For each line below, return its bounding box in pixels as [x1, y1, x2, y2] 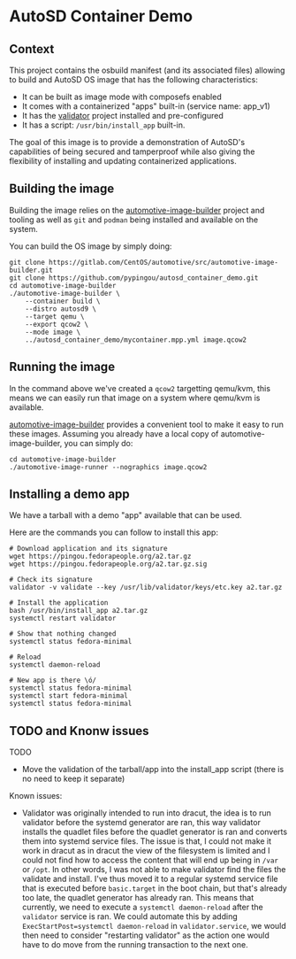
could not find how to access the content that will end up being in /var [21, 855, 278, 865]
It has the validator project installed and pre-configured [21, 111, 224, 120]
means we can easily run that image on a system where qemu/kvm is [9, 392, 261, 403]
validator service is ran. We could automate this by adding [21, 911, 238, 922]
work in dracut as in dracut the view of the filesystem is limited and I [21, 846, 271, 856]
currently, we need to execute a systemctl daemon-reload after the [21, 901, 263, 913]
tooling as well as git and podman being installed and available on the [9, 214, 259, 225]
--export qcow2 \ [25, 320, 89, 329]
